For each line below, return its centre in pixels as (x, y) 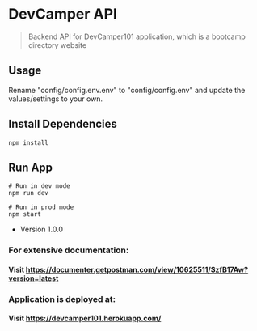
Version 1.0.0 (41, 229)
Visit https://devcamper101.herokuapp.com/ (85, 318)
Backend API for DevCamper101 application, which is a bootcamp (137, 36)
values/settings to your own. (56, 99)
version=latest (34, 278)
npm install (28, 142)
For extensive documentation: (69, 250)
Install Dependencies (63, 124)
